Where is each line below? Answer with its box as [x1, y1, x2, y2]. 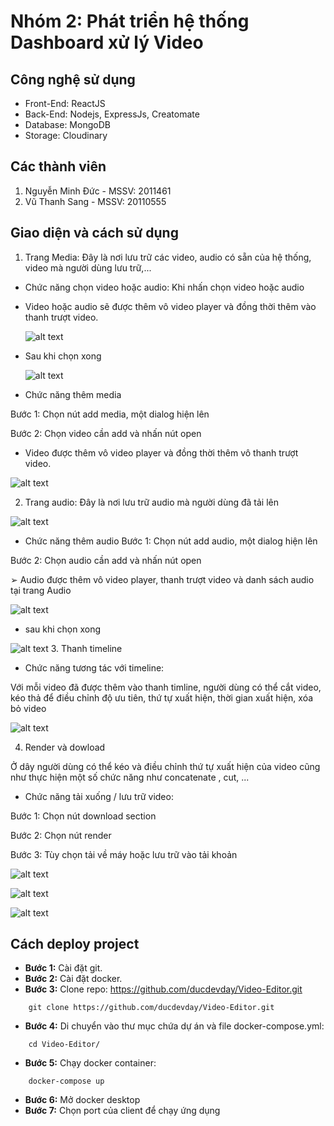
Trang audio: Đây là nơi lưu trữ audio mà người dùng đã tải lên [24, 496, 279, 508]
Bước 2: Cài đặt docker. [24, 973, 123, 985]
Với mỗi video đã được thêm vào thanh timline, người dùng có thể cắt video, [10, 681, 322, 693]
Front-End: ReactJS [24, 98, 106, 109]
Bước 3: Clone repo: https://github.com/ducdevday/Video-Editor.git [24, 983, 303, 995]
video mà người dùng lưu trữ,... [24, 261, 152, 274]
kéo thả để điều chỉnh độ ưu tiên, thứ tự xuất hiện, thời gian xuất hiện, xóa [10, 691, 314, 704]
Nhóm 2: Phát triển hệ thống [10, 10, 250, 33]
